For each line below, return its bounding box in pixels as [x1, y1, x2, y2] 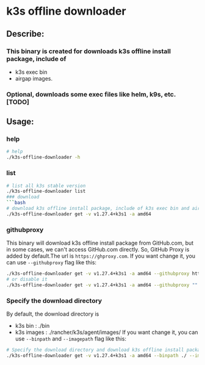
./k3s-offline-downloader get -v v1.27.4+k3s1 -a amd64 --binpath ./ [6, 352, 187, 358]
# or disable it [6, 276, 48, 282]
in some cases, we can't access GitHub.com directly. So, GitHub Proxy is [6, 246, 190, 253]
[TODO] [6, 98, 29, 106]
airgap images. [15, 74, 53, 82]
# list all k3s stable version [6, 182, 86, 189]
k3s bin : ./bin [15, 322, 50, 329]
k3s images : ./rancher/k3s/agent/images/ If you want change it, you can [15, 328, 198, 336]
